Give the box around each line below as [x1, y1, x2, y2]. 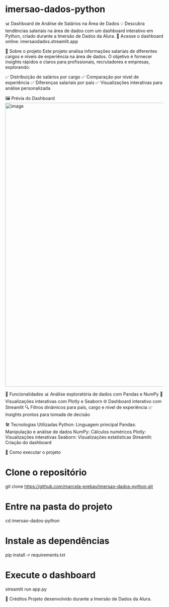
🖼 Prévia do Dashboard [5, 95, 55, 101]
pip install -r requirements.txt [5, 552, 65, 558]
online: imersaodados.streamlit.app [5, 38, 78, 44]
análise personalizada [5, 85, 50, 91]
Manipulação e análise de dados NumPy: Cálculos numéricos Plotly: [5, 429, 146, 435]
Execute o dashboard [5, 569, 96, 581]
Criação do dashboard [5, 439, 52, 445]
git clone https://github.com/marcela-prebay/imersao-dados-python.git [5, 483, 153, 489]
